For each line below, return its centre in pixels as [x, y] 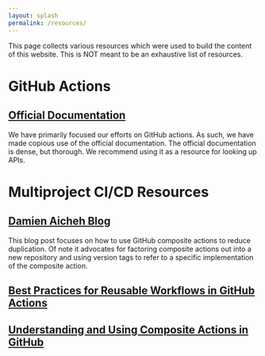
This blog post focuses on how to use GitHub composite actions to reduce [130, 240]
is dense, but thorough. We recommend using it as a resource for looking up [133, 151]
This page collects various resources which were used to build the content [130, 45]
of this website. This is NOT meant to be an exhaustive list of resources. [126, 54]
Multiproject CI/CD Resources [109, 192]
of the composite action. [48, 265]
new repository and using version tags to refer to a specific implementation [131, 257]
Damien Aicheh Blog [60, 221]
